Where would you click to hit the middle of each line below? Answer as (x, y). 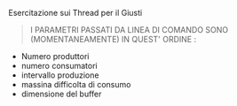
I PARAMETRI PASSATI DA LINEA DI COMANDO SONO (129, 30)
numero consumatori (59, 66)
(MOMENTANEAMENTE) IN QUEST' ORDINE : (113, 39)
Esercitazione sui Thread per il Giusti (75, 13)
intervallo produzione (60, 75)
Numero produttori (55, 56)
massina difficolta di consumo (76, 84)
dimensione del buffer (61, 94)
